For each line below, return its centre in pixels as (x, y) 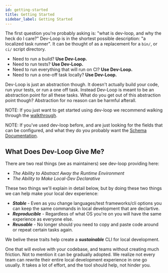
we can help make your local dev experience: (52, 193)
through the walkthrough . (31, 115)
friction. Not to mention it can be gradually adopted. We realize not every (80, 254)
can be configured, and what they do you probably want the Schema (76, 130)
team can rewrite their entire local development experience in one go (76, 260)
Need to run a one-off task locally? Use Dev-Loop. (64, 75)
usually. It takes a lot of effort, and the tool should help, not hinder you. (78, 265)
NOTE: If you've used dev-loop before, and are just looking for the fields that (84, 125)
